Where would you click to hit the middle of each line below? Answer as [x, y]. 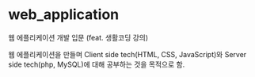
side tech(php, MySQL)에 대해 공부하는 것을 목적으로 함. [97, 64]
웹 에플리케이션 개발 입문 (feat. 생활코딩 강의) [78, 37]
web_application [64, 15]
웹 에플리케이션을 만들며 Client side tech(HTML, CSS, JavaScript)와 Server [127, 54]
